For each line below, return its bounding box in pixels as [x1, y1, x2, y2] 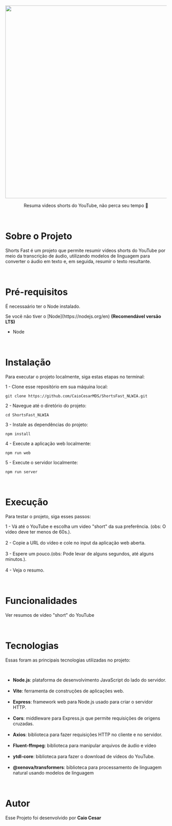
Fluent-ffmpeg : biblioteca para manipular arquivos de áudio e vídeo [12, 742, 157, 748]
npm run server [5, 469, 38, 474]
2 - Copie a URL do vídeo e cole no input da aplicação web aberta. [5, 540, 146, 546]
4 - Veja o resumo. [5, 567, 45, 573]
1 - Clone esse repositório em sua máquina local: [5, 383, 108, 390]
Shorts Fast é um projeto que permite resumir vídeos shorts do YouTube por [5, 247, 166, 253]
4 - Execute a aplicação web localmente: [5, 440, 91, 447]
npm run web [5, 450, 31, 455]
